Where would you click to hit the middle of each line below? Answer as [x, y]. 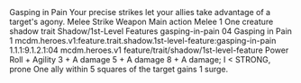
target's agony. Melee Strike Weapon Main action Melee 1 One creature [141, 21]
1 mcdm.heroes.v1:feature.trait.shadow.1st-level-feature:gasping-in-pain [143, 41]
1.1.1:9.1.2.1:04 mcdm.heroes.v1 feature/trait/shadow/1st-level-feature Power [149, 50]
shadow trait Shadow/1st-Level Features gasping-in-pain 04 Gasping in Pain [151, 31]
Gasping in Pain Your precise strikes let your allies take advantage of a [140, 12]
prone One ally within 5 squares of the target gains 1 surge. [119, 69]
